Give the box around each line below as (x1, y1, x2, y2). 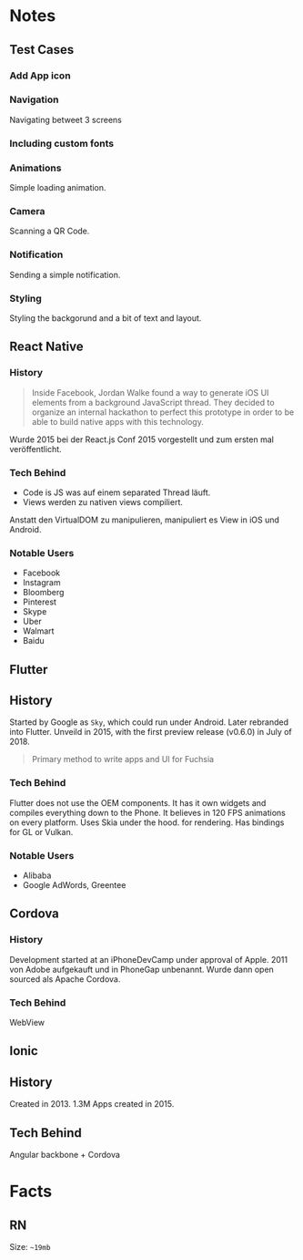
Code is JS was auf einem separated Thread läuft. (22, 487, 211, 498)
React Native (9, 339, 84, 355)
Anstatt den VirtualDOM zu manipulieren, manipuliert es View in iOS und (9, 514, 280, 525)
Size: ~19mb (9, 1241, 51, 1252)
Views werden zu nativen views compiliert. (22, 496, 184, 507)
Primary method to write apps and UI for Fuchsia (31, 754, 215, 765)
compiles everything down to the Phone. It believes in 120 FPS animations (9, 807, 287, 818)
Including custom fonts (9, 137, 115, 150)
